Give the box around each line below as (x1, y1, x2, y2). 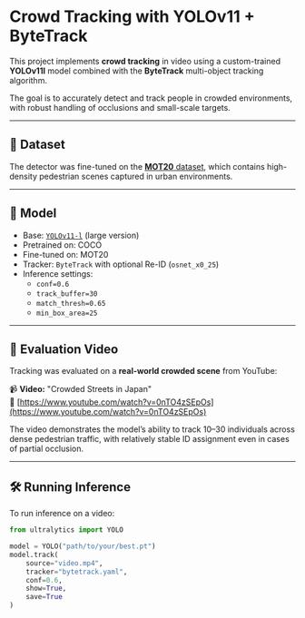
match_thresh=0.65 (35, 299, 106, 308)
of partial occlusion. (9, 443, 84, 455)
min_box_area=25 (35, 309, 98, 318)
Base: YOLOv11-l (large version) (22, 230, 140, 240)
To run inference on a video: (9, 508, 115, 519)
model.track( (9, 550, 59, 559)
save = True (25, 593, 64, 602)
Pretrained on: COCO (22, 239, 103, 250)
